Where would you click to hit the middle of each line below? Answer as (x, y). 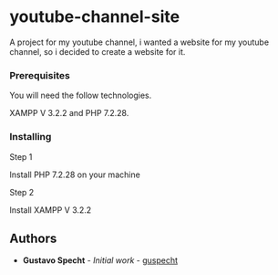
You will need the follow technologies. (81, 95)
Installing (31, 137)
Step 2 (22, 192)
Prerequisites (40, 75)
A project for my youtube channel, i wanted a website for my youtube (139, 42)
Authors (33, 238)
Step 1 (21, 156)
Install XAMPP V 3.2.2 (51, 210)
